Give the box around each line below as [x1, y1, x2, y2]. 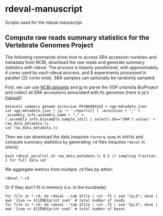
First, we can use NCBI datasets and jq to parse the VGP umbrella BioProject [5, 84, 158, 90]
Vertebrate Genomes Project [5, 41, 93, 50]
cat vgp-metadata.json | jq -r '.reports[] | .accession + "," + [5, 108, 140, 113]
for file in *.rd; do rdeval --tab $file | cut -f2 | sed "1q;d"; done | [5, 194, 158, 198]
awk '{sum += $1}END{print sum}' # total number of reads [5, 198, 125, 203]
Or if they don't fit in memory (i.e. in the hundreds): [5, 184, 107, 190]
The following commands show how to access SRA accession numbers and [5, 54, 157, 60]
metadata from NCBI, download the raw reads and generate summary [5, 59, 145, 65]
